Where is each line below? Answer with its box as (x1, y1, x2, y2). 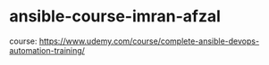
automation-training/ (9, 45, 85, 55)
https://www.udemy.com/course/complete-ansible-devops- (38, 36, 260, 46)
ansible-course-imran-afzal (9, 6, 222, 27)
